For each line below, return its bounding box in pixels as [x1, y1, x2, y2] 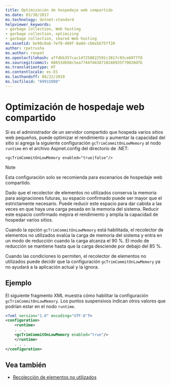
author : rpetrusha [5, 46, 44, 51]
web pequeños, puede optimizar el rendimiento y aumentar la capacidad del [5, 134, 166, 140]
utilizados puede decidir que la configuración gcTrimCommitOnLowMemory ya [5, 258, 161, 265]
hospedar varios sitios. [5, 216, 54, 223]
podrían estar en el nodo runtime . [5, 303, 76, 309]
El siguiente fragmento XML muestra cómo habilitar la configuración [5, 292, 149, 298]
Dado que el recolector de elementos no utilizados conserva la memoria [5, 189, 157, 195]
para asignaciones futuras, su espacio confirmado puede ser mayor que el [5, 195, 162, 201]
